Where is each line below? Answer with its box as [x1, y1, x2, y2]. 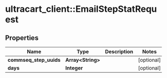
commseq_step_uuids [7, 57, 61, 63]
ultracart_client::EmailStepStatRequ [5, 3, 157, 15]
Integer [65, 65, 83, 71]
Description [105, 48, 133, 55]
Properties [5, 34, 39, 42]
